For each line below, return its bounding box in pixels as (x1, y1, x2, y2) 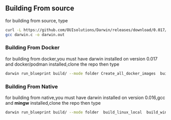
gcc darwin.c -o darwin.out (5, 32, 65, 37)
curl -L (5, 27, 22, 33)
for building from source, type (5, 17, 68, 23)
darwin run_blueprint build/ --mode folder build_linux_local (5, 110, 142, 115)
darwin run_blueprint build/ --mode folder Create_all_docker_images (5, 71, 156, 76)
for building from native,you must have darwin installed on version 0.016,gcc (5, 95, 165, 101)
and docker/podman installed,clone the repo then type (5, 61, 120, 67)
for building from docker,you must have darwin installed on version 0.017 (5, 55, 158, 62)
